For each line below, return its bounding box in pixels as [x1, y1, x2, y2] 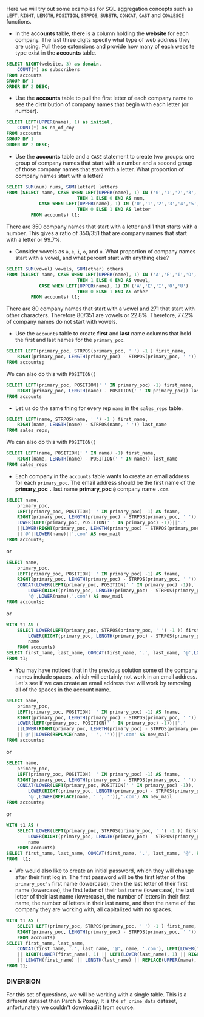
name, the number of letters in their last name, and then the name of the [15, 899, 195, 906]
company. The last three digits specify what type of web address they [15, 36, 190, 43]
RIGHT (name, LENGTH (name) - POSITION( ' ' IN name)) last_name [17, 456, 178, 462]
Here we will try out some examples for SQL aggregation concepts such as [6, 5, 194, 12]
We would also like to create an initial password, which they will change [15, 867, 194, 874]
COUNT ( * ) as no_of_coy [17, 125, 75, 131]
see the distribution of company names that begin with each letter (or [15, 101, 189, 108]
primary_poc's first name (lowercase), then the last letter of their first [15, 880, 188, 887]
